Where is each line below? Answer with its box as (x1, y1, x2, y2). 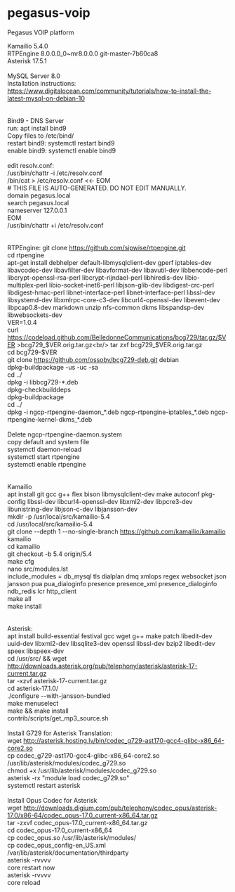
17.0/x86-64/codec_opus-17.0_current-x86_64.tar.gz (7, 810, 158, 820)
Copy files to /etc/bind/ (7, 131, 74, 140)
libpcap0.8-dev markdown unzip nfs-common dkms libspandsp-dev (7, 303, 205, 311)
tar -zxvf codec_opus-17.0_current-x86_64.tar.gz (7, 818, 148, 827)
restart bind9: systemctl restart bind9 (7, 138, 115, 147)
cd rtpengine (7, 251, 44, 259)
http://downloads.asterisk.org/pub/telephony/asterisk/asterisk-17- (7, 661, 198, 670)
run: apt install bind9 (7, 124, 67, 132)
